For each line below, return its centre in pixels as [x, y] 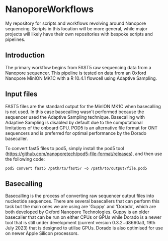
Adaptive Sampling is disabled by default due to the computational [74, 122]
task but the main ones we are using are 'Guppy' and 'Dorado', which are [81, 207]
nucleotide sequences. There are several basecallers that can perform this [82, 201]
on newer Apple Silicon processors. [42, 233]
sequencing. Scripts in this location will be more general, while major [76, 28]
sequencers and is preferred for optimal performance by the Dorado [76, 133]
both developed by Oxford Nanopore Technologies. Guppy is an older [77, 212]
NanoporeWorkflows [50, 9]
